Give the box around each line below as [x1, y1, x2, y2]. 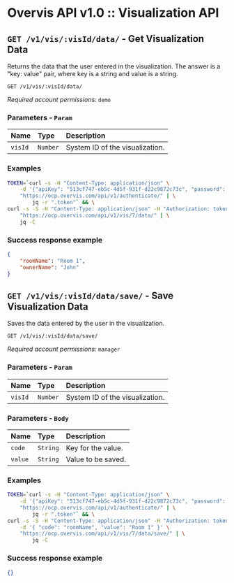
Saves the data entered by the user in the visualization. [7, 319, 165, 328]
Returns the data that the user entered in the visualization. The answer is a [7, 62, 221, 71]
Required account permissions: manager [7, 345, 120, 354]
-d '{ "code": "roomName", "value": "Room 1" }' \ [19, 524, 170, 531]
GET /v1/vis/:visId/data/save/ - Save [7, 289, 174, 301]
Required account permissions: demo [7, 96, 111, 103]
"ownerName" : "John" [19, 264, 79, 271]
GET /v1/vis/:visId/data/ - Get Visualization [7, 33, 204, 45]
